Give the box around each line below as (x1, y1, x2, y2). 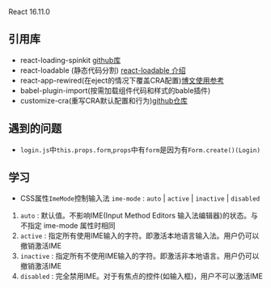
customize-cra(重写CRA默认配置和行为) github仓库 (19, 95, 188, 105)
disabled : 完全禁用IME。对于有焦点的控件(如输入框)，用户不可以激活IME (19, 271, 263, 282)
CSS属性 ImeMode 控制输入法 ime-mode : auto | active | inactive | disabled (19, 193, 260, 203)
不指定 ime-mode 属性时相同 (19, 221, 116, 231)
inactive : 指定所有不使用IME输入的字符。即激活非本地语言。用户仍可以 (19, 251, 260, 261)
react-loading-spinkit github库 (19, 55, 121, 65)
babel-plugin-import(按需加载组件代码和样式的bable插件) (19, 85, 211, 95)
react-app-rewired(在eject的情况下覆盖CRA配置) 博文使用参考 (19, 75, 225, 85)
